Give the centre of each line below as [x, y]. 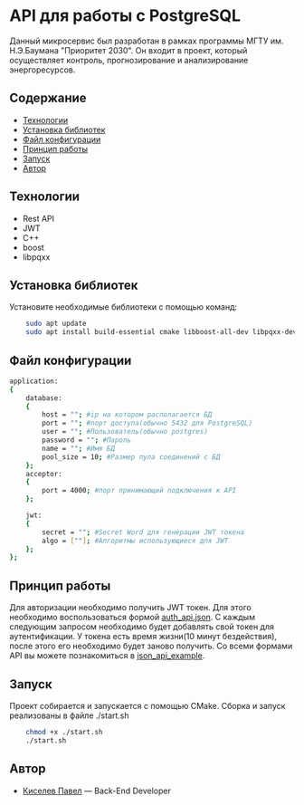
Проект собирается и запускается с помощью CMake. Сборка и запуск [147, 705]
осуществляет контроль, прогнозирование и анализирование [129, 60]
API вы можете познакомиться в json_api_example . [107, 656]
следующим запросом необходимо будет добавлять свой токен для [142, 627]
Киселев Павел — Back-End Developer [97, 791]
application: [34, 381]
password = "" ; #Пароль [86, 440]
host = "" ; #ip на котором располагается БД [127, 415]
